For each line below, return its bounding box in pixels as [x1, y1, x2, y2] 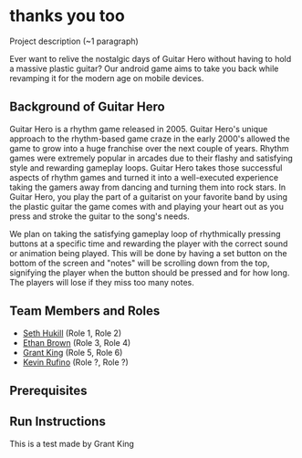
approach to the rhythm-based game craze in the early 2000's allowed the [9, 133, 290, 144]
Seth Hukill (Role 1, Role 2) [22, 328, 122, 338]
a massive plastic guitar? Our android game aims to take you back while [9, 63, 279, 74]
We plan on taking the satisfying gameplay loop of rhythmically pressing [9, 228, 281, 239]
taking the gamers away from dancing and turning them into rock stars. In [9, 182, 286, 193]
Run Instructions [9, 414, 107, 430]
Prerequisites [9, 382, 88, 398]
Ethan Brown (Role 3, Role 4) [22, 337, 131, 348]
